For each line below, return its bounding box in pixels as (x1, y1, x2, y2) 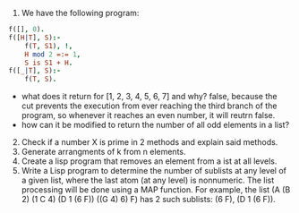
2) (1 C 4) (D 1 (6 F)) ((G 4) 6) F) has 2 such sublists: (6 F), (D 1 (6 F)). (21, 194, 277, 205)
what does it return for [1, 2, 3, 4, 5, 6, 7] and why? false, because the (21, 91, 278, 102)
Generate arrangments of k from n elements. (21, 147, 186, 158)
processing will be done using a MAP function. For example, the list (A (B (21, 184, 291, 195)
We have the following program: (21, 8, 140, 18)
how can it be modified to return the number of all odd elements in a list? (21, 120, 290, 131)
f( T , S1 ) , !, (24, 41, 73, 50)
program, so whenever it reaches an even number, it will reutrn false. (21, 110, 276, 121)
